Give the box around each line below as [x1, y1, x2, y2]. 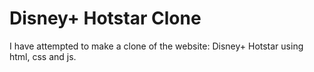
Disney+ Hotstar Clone [9, 7, 202, 30]
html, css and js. [9, 50, 77, 62]
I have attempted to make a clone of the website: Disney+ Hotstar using [9, 40, 304, 52]
